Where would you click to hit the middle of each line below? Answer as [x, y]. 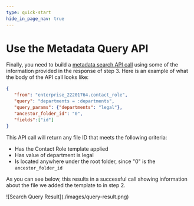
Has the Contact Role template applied [61, 149]
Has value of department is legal [54, 155]
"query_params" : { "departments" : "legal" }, [68, 108]
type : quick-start [29, 12]
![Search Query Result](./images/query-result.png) [68, 197]
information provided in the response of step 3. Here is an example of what [97, 71]
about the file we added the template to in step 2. [66, 185]
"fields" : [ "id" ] [34, 120]
